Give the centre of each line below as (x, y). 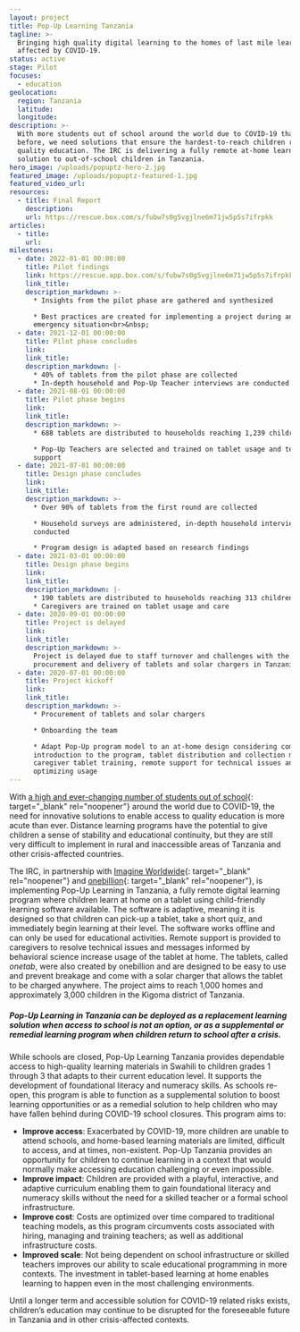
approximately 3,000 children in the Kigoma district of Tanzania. (127, 995)
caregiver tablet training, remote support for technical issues (157, 763)
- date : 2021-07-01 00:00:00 (71, 466)
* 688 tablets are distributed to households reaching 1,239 (149, 433)
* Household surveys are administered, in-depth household (145, 523)
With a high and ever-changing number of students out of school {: (131, 797)
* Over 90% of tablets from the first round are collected (145, 507)
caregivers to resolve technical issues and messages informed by (130, 947)
